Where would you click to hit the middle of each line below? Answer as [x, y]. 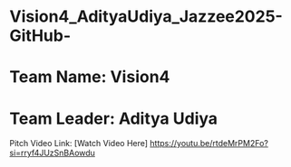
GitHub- [40, 36]
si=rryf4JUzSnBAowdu [52, 153]
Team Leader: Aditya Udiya [114, 118]
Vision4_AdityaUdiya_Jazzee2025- [146, 17]
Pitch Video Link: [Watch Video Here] [78, 144]
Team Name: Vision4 [90, 77]
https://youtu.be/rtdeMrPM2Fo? [209, 144]
